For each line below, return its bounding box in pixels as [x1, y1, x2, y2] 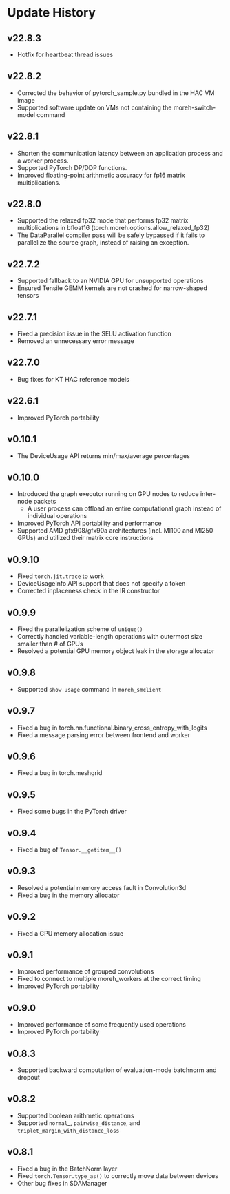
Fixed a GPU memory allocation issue [17, 929, 124, 938]
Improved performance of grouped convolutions [17, 967, 154, 976]
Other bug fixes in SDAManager [17, 1179, 108, 1187]
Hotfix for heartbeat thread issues [17, 50, 114, 59]
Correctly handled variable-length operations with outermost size [17, 632, 203, 640]
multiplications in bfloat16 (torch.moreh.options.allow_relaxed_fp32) [17, 224, 210, 232]
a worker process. [17, 156, 69, 165]
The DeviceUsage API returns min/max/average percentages [17, 451, 191, 460]
